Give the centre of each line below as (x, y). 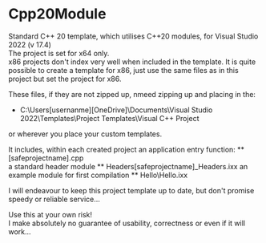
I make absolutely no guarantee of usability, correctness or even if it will (127, 223)
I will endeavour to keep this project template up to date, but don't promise (131, 190)
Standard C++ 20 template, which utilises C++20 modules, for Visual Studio (133, 36)
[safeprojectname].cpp (46, 158)
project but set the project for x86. (65, 79)
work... (20, 231)
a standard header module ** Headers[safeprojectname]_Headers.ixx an (128, 166)
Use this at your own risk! (50, 214)
